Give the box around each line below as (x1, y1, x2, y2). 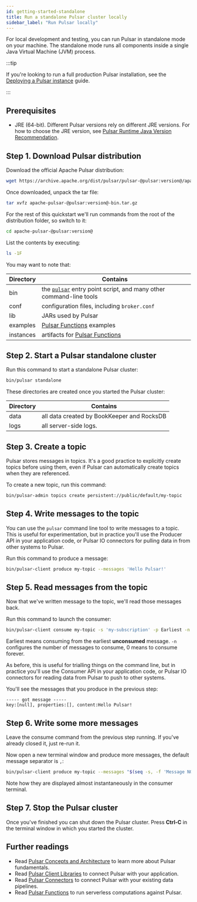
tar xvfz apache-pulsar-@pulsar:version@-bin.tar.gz (6, 200, 138, 206)
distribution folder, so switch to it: (6, 217, 87, 224)
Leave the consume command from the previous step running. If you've (6, 734, 179, 741)
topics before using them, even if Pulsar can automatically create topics (6, 463, 179, 470)
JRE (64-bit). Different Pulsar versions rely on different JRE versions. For (14, 121, 191, 128)
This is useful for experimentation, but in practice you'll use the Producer (6, 530, 182, 538)
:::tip (6, 59, 17, 67)
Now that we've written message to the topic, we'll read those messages (6, 598, 182, 605)
